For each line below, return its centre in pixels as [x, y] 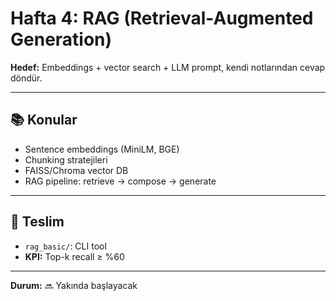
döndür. [26, 78]
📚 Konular [44, 120]
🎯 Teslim [37, 222]
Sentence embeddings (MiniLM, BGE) [102, 149]
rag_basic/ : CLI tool [65, 246]
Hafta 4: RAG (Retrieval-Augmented [162, 18]
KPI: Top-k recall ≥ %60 [74, 256]
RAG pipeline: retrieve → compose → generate [120, 181]
